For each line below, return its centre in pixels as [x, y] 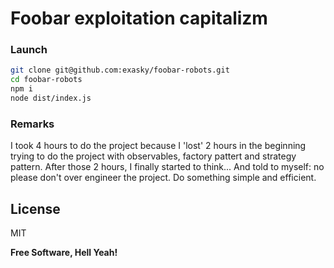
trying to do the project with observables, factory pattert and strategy [153, 156]
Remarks [32, 124]
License [35, 208]
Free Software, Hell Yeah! [64, 253]
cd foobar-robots [46, 80]
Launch [29, 50]
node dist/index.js [51, 98]
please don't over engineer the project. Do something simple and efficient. [163, 178]
